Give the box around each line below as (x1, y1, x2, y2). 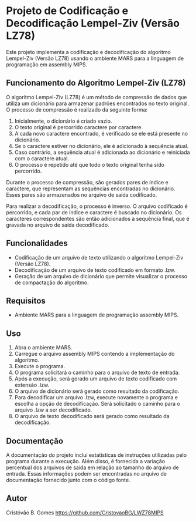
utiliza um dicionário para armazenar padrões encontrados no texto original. (6, 100, 189, 107)
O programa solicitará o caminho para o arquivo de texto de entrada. (14, 369, 180, 376)
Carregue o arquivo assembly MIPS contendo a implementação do (14, 351, 175, 358)
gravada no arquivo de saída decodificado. (6, 221, 109, 228)
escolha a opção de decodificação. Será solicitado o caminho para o (14, 400, 180, 408)
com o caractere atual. (14, 154, 69, 162)
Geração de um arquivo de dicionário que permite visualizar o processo (14, 272, 188, 279)
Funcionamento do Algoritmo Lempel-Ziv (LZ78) (6, 78, 186, 88)
